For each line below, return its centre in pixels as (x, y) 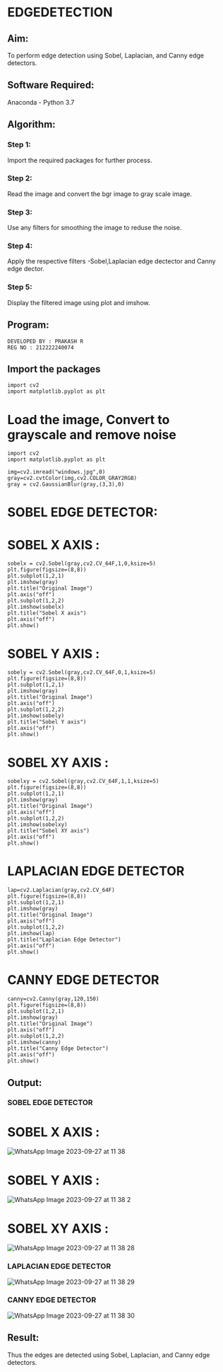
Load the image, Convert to (89, 419)
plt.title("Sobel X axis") (47, 613)
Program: (28, 325)
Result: (23, 1338)
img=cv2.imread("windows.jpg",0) (56, 472)
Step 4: (20, 246)
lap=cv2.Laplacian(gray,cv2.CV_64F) (61, 890)
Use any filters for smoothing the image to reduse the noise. (95, 228)
